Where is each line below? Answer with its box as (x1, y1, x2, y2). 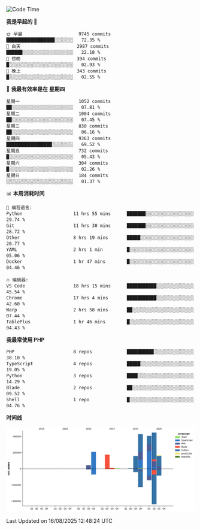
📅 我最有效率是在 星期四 (6, 86, 65, 92)
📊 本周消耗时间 (6, 190, 45, 197)
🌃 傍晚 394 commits (6, 56, 107, 62)
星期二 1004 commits (6, 111, 111, 117)
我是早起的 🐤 (6, 18, 38, 25)
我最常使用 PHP (6, 336, 45, 343)
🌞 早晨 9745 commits (6, 31, 111, 37)
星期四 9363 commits (6, 135, 111, 141)
